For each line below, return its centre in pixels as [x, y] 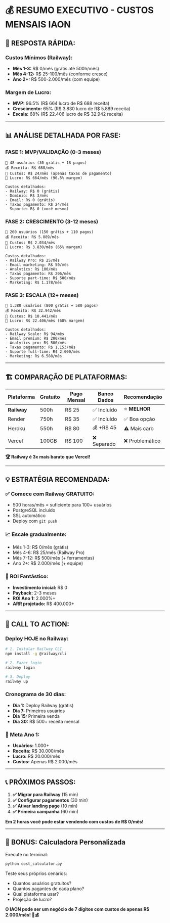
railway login [20, 667]
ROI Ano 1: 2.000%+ [34, 598]
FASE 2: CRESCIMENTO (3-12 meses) [52, 221]
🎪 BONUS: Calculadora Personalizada [65, 842]
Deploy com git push [35, 521]
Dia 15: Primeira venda [36, 716]
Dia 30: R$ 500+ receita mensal [46, 721]
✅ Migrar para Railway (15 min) [45, 794]
